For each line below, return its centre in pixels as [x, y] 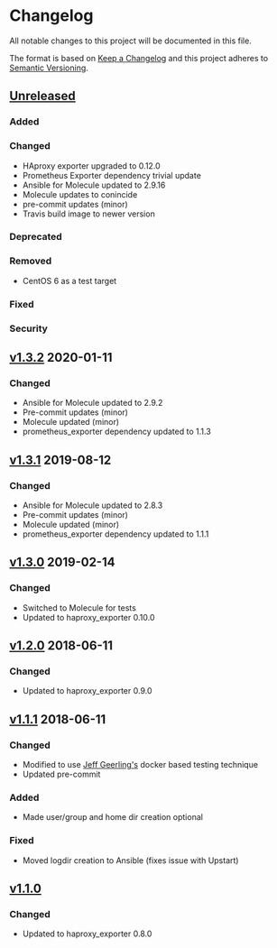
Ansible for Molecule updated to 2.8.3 [92, 505]
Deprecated [36, 237]
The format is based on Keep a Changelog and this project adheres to [139, 58]
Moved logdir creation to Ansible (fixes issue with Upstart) [130, 860]
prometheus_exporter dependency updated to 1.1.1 [115, 534]
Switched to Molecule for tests [79, 607]
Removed [31, 261]
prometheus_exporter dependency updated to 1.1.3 [117, 432]
